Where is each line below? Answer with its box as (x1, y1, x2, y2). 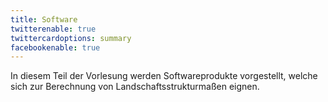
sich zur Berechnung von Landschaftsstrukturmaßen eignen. (10, 81, 260, 93)
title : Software (10, 14, 78, 25)
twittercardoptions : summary (10, 33, 132, 43)
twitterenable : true (10, 24, 97, 34)
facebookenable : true (10, 42, 101, 53)
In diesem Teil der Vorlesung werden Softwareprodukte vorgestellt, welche (10, 70, 318, 82)
